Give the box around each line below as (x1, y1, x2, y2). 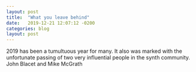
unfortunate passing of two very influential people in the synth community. (6, 54, 191, 61)
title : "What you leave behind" (6, 14, 90, 20)
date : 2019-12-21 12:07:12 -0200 (6, 20, 95, 26)
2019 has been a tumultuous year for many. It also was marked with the (6, 47, 183, 55)
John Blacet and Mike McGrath (6, 61, 83, 68)
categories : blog (6, 25, 50, 32)
